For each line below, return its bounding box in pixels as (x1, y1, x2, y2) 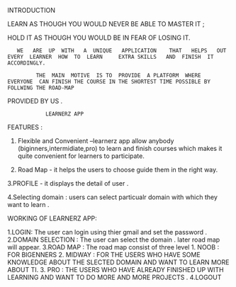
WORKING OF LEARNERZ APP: (7, 214, 97, 223)
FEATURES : (7, 123, 43, 131)
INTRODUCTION (7, 6, 55, 14)
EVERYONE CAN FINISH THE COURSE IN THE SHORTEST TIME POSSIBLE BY (7, 78, 211, 85)
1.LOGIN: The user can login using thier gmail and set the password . (7, 228, 208, 236)
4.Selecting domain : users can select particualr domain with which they (7, 193, 218, 201)
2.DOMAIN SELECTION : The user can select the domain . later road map (7, 235, 220, 244)
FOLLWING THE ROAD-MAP (7, 84, 74, 91)
